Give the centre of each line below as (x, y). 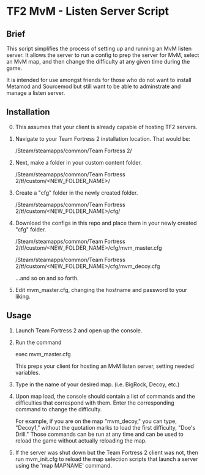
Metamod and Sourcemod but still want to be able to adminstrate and (94, 86)
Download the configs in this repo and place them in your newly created (106, 223)
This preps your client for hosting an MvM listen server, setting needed (105, 366)
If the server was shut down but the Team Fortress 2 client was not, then (107, 452)
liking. (23, 296)
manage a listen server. (36, 93)
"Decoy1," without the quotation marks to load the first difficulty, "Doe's (105, 427)
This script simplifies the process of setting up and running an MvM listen (99, 48)
